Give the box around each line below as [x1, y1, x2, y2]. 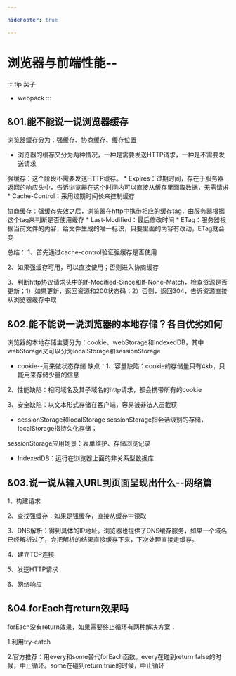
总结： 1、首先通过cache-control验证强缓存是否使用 [7, 248, 157, 256]
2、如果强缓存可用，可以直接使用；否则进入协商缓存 [7, 263, 159, 271]
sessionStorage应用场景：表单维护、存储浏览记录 [7, 439, 151, 448]
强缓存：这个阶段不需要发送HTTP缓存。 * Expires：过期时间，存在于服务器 [7, 174, 224, 183]
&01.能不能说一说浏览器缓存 [7, 115, 129, 127]
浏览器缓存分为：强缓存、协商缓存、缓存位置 [7, 136, 137, 144]
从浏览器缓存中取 [7, 296, 57, 304]
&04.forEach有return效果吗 [7, 602, 129, 615]
